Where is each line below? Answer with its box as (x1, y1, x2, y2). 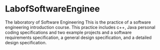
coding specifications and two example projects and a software (5, 29, 132, 35)
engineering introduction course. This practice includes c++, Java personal (5, 24, 156, 30)
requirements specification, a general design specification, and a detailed (5, 35, 152, 40)
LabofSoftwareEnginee (5, 3, 100, 14)
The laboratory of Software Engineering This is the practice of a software (5, 19, 151, 25)
